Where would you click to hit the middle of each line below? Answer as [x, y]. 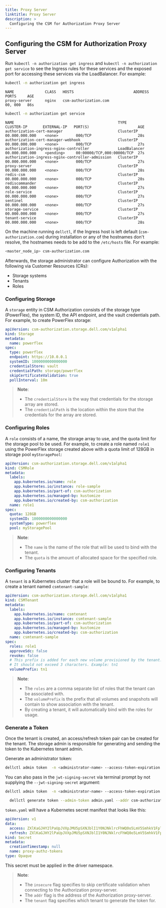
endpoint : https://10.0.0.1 [39, 357]
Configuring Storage [30, 299]
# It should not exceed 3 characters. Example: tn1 [64, 665]
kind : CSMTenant [22, 601]
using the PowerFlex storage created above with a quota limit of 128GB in [80, 449]
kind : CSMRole [20, 468]
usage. [31, 715]
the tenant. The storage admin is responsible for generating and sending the [83, 744]
